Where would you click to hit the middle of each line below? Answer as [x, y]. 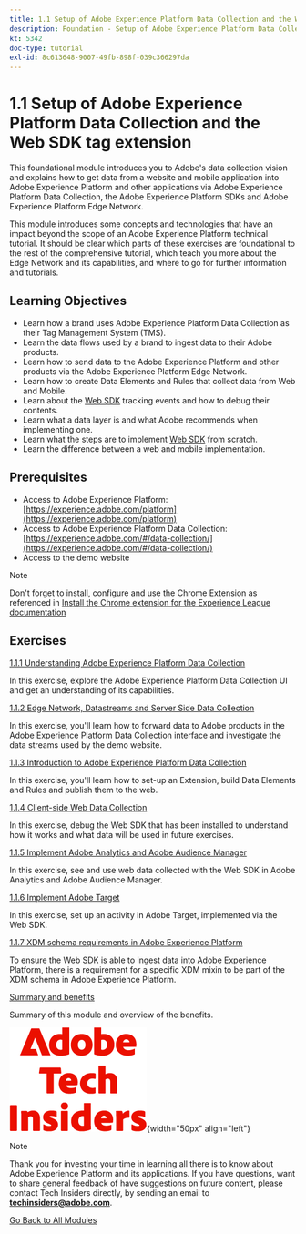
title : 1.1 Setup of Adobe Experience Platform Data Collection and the [150, 19]
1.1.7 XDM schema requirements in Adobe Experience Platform [126, 942]
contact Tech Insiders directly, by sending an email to [110, 1192]
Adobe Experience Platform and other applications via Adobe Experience [147, 188]
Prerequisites [48, 478]
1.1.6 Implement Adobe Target [65, 897]
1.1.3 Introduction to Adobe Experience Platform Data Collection [128, 762]
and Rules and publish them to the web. [84, 790]
